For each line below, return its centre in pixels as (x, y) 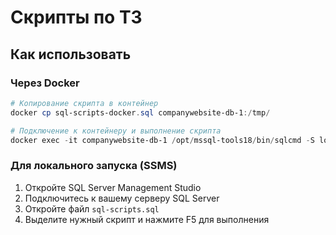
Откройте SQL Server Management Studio (113, 187)
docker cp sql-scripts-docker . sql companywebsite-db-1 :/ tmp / (140, 112)
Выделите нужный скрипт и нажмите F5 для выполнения (147, 219)
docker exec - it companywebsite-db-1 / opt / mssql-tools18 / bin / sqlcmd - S (162, 140)
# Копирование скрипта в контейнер (84, 103)
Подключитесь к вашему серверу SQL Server (122, 198)
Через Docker (45, 83)
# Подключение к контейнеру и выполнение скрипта (116, 131)
